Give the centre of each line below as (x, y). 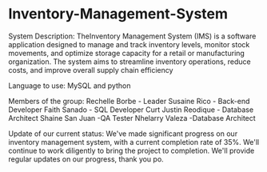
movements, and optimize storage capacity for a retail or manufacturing (127, 53)
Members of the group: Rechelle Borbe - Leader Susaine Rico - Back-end (129, 101)
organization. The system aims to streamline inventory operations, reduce (130, 62)
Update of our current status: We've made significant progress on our (123, 134)
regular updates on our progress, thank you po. (86, 159)
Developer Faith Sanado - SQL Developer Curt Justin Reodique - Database (131, 110)
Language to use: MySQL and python (70, 86)
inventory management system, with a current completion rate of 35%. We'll (134, 142)
